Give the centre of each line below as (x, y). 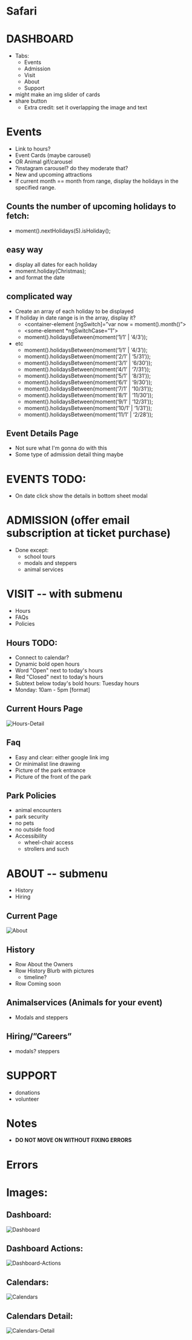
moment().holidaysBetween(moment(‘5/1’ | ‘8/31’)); (88, 375)
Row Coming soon (38, 983)
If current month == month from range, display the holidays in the (97, 181)
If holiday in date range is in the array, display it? (75, 318)
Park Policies (31, 795)
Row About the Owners (44, 964)
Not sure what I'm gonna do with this (61, 448)
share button (31, 101)
